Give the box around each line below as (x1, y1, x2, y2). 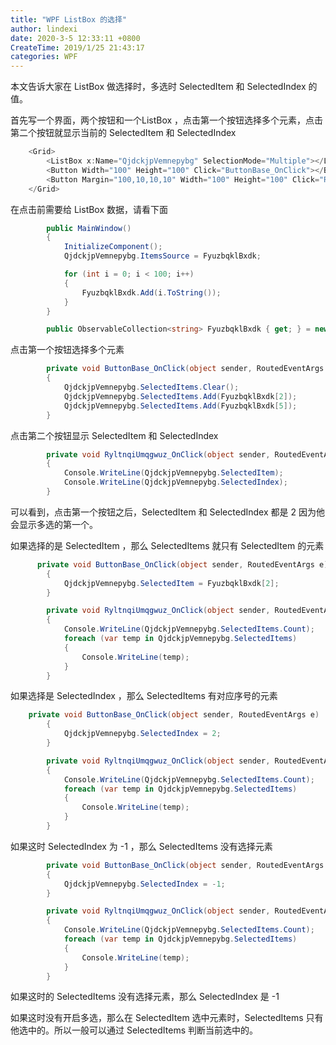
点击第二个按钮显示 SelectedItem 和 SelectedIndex (10, 429, 219, 441)
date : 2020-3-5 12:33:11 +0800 (10, 33, 141, 43)
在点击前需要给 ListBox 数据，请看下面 (10, 203, 169, 215)
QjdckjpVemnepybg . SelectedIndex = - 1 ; (63, 879, 226, 889)
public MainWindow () (46, 223, 132, 233)
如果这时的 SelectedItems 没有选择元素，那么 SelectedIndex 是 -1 (10, 991, 280, 1003)
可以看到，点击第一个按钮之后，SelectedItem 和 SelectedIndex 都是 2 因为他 (10, 506, 325, 518)
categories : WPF (10, 52, 78, 62)
